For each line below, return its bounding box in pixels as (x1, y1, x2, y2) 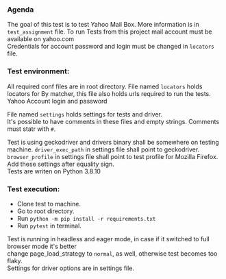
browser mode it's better (7, 242, 77, 250)
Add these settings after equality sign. (7, 160, 114, 168)
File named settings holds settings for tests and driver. (7, 110, 163, 118)
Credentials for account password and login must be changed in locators (7, 43, 214, 51)
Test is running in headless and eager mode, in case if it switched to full (7, 234, 210, 243)
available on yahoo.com (7, 35, 75, 43)
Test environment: (7, 66, 70, 76)
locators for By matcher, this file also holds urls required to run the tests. (7, 89, 211, 97)
